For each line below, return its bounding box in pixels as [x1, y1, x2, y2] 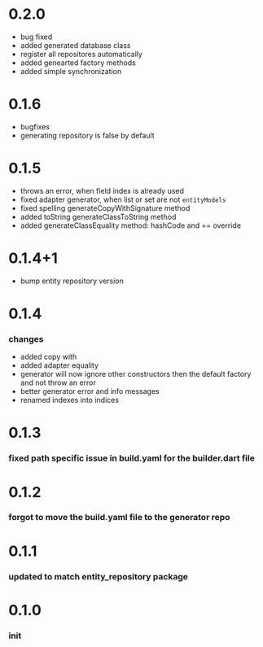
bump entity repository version [20, 276, 125, 286]
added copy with [20, 352, 77, 362]
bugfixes [20, 121, 50, 131]
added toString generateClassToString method [20, 212, 177, 221]
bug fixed [20, 32, 53, 42]
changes [8, 333, 44, 344]
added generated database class [20, 40, 131, 50]
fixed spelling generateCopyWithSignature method [20, 203, 191, 212]
